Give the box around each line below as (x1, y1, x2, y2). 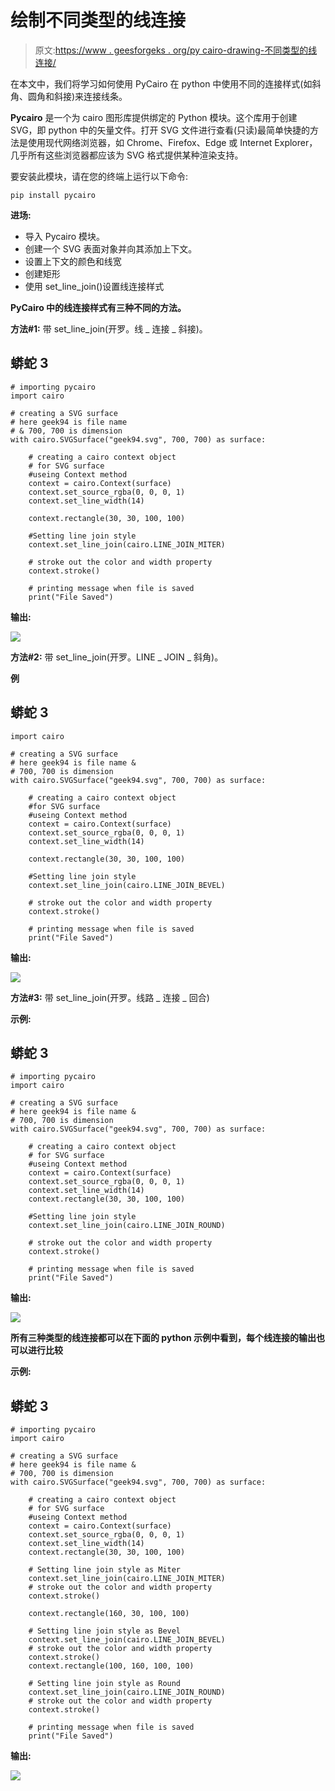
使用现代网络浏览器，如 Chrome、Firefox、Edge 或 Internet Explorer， (27, 136, 318, 148)
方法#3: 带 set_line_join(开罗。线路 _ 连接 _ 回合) (10, 991, 210, 1003)
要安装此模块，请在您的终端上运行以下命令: (10, 170, 189, 182)
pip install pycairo (10, 190, 97, 200)
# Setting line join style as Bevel (28, 1626, 182, 1636)
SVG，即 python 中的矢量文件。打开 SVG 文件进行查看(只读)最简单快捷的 (10, 124, 311, 136)
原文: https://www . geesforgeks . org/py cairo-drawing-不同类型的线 (34, 44, 318, 56)
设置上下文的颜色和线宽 (24, 255, 122, 267)
